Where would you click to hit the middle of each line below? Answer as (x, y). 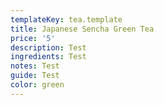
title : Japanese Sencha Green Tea (82, 29)
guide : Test (35, 76)
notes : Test (35, 66)
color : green (37, 85)
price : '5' (33, 38)
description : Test (48, 47)
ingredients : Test (48, 57)
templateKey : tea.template (66, 19)
